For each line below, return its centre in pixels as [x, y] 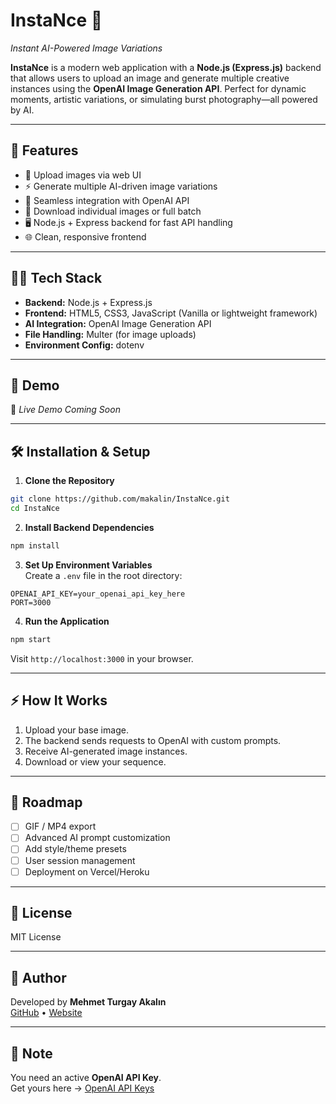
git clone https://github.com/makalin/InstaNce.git [120, 499]
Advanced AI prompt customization [97, 838]
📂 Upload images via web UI [83, 175]
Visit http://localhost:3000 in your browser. [102, 658]
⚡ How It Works [59, 700]
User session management [80, 860]
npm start [31, 639]
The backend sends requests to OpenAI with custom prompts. [153, 740]
